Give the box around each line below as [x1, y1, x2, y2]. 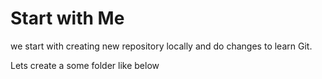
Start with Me [10, 7, 125, 30]
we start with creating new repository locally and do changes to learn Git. [10, 40, 313, 52]
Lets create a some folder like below [10, 59, 160, 71]
